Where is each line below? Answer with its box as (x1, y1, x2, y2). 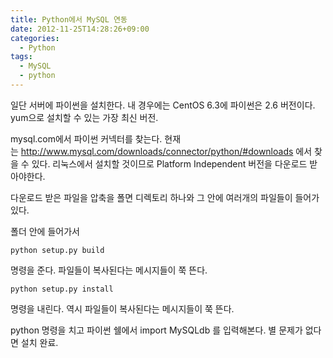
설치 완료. (20, 336, 59, 348)
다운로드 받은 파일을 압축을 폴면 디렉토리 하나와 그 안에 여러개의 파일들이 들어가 (10, 191, 320, 203)
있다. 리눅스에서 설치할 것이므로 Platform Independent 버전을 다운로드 (31, 157, 308, 170)
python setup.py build (10, 245, 105, 255)
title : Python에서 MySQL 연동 (10, 14, 128, 25)
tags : (10, 52, 33, 62)
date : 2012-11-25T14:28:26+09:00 (10, 24, 150, 34)
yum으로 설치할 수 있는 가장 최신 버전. (10, 111, 159, 123)
